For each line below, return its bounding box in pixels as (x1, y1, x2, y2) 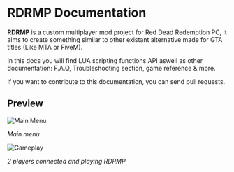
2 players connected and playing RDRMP (7, 157, 126, 165)
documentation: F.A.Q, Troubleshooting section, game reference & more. (7, 64, 216, 72)
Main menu (7, 129, 40, 138)
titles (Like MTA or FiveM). (7, 43, 83, 51)
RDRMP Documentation (7, 5, 147, 21)
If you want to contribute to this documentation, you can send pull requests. (7, 77, 226, 85)
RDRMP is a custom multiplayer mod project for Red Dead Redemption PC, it (7, 28, 227, 36)
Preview (7, 98, 44, 110)
